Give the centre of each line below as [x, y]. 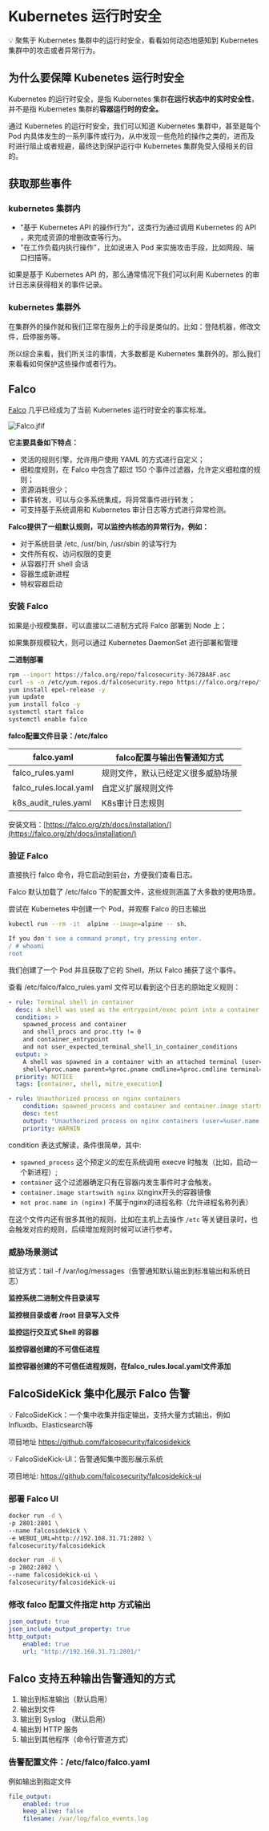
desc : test [41, 1114]
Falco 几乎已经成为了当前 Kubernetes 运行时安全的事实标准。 [109, 409]
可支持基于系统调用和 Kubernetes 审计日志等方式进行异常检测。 [125, 510]
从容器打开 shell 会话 [54, 563]
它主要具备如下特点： [43, 442]
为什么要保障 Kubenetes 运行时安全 [96, 78]
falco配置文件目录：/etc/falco [58, 736]
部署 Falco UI [33, 1499]
